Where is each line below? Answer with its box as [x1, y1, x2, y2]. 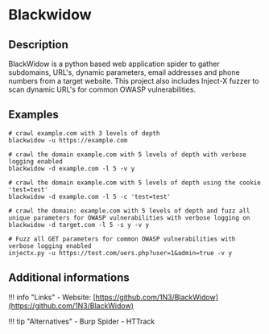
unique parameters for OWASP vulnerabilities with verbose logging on [8, 213, 250, 222]
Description [8, 38, 68, 52]
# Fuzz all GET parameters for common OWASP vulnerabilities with [8, 235, 236, 243]
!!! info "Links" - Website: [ [8, 292, 97, 302]
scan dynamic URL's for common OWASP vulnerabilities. [8, 85, 196, 94]
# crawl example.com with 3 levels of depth [8, 129, 160, 138]
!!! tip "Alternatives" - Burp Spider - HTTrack [8, 316, 155, 326]
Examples [8, 108, 59, 122]
